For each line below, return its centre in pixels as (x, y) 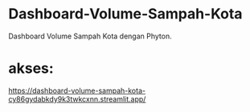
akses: (31, 68)
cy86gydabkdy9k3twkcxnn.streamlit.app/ (77, 99)
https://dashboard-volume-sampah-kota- (77, 90)
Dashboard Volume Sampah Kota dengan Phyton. (90, 36)
